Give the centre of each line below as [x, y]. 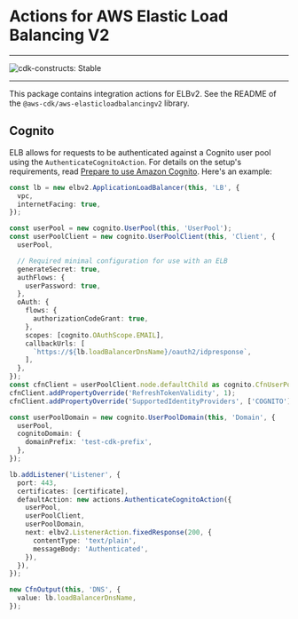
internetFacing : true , [59, 204]
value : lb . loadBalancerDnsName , [77, 598]
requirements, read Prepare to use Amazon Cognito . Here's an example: [141, 171]
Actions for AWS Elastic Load [119, 16]
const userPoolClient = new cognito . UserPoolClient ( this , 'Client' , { [142, 237]
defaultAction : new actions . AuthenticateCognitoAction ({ [125, 499]
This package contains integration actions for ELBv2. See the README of [143, 93]
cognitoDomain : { [49, 434]
